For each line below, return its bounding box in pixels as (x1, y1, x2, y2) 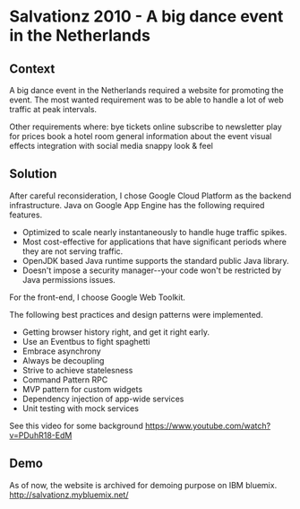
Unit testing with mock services (21, 402, 139, 414)
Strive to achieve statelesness (21, 364, 133, 375)
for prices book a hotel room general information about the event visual (9, 131, 272, 141)
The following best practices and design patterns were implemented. (9, 309, 263, 320)
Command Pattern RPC (21, 374, 108, 385)
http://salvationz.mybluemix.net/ (9, 489, 129, 500)
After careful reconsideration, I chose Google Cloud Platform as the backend (9, 190, 292, 201)
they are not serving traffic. (21, 245, 124, 257)
